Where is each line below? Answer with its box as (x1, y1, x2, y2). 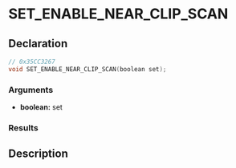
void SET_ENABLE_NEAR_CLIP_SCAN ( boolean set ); (8, 65, 167, 73)
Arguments (8, 84, 54, 95)
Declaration (8, 37, 68, 50)
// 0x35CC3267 (8, 58, 56, 66)
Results (8, 122, 39, 133)
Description (8, 147, 68, 161)
